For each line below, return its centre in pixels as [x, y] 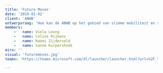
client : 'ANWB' [20, 18]
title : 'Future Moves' [28, 9]
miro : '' [14, 50]
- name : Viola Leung [37, 32]
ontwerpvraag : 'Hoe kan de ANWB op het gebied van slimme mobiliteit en [80, 23]
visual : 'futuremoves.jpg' [32, 54]
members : [14, 28]
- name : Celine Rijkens [40, 37]
